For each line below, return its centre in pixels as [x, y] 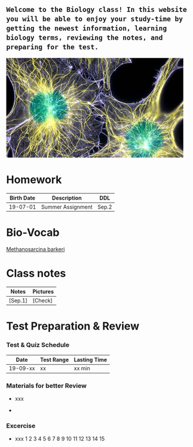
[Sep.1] [18, 300]
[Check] [42, 300]
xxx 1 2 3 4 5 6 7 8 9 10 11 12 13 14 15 [60, 439]
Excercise [21, 426]
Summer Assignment [67, 207]
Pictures [43, 292]
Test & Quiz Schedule [38, 345]
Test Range [54, 360]
